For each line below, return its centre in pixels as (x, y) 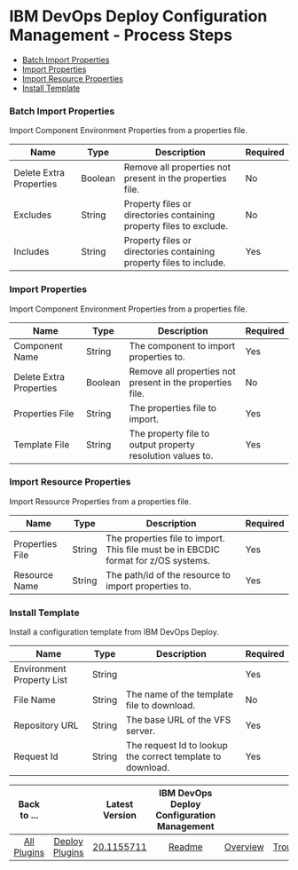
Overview (244, 847)
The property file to (169, 433)
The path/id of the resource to (168, 574)
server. (140, 732)
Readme (185, 847)
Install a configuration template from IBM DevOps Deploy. (114, 632)
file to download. (161, 706)
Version (120, 816)
